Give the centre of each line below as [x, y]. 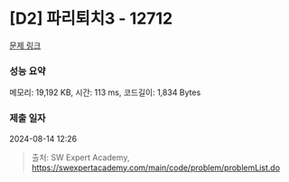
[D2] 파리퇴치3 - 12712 [91, 19]
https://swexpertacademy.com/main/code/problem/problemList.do [156, 168]
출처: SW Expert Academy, [80, 157]
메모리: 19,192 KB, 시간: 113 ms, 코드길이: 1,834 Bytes [105, 92]
